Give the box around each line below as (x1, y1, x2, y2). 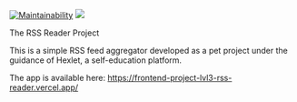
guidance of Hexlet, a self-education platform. (9, 55, 183, 66)
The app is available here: (9, 73, 106, 83)
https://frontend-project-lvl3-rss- (107, 73, 233, 83)
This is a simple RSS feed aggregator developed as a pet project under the (9, 46, 288, 56)
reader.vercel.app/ (9, 82, 79, 93)
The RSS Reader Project (9, 27, 100, 38)
